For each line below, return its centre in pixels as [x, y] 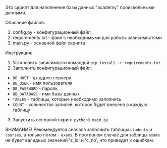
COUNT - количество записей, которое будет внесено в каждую [80, 105]
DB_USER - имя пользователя [42, 83]
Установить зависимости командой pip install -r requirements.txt [87, 62]
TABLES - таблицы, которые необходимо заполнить [67, 99]
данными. [16, 13]
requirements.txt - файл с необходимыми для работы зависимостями [87, 38]
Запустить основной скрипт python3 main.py [60, 120]
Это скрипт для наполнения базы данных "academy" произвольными [80, 7]
